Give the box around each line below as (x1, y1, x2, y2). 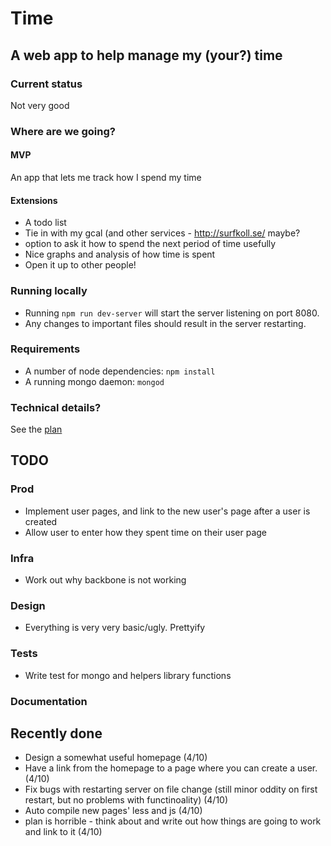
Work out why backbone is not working (24, 574, 187, 586)
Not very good (10, 99, 70, 111)
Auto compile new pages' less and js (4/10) (24, 805, 203, 817)
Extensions (10, 194, 58, 206)
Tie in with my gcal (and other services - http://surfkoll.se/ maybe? (24, 227, 301, 239)
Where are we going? (10, 124, 116, 138)
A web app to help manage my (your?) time (10, 47, 283, 64)
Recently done (10, 725, 103, 742)
